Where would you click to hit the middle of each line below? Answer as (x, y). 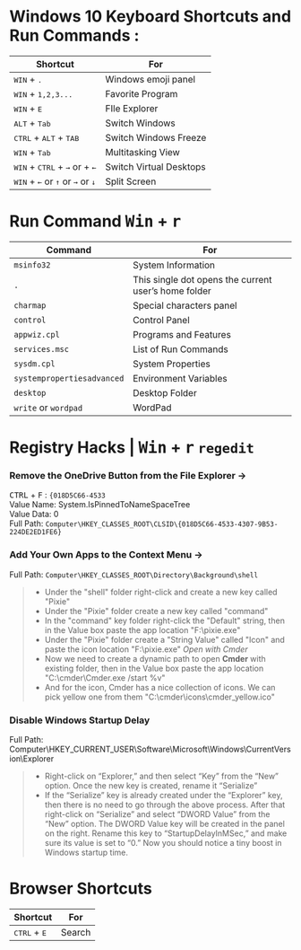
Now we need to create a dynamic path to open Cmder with (155, 658)
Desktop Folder (165, 392)
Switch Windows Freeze (156, 137)
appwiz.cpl (37, 334)
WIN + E (28, 108)
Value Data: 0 (34, 515)
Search (76, 932)
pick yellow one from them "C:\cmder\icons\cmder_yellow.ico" (159, 697)
